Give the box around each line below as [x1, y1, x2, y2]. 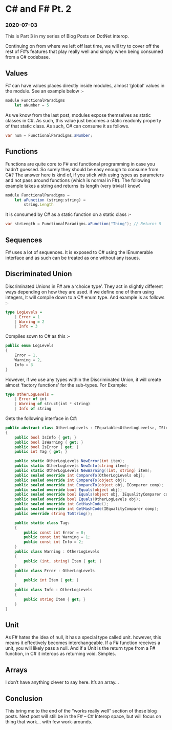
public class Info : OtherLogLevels [14, 587, 93, 593]
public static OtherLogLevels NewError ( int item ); [14, 459, 125, 464]
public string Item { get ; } [24, 597, 86, 602]
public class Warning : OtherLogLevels [14, 549, 100, 554]
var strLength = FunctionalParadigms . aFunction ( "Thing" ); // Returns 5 [5, 222, 161, 227]
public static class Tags [14, 520, 70, 525]
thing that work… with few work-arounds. [5, 718, 93, 725]
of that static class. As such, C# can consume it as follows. [5, 123, 130, 129]
